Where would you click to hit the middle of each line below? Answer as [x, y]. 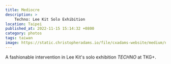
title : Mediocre [22, 10]
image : [12, 43]
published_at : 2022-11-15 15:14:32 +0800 [50, 29]
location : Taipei [24, 24]
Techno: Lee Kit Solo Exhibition [50, 19]
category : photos [24, 33]
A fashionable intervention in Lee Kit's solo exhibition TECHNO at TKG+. [81, 57]
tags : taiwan [19, 38]
